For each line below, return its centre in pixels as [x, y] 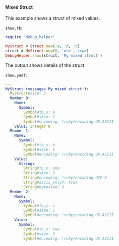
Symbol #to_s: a [39, 112]
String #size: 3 [39, 173]
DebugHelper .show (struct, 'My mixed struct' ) [54, 55]
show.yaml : [16, 75]
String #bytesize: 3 [44, 187]
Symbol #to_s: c [39, 206]
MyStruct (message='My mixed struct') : [47, 89]
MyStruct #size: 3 [28, 94]
